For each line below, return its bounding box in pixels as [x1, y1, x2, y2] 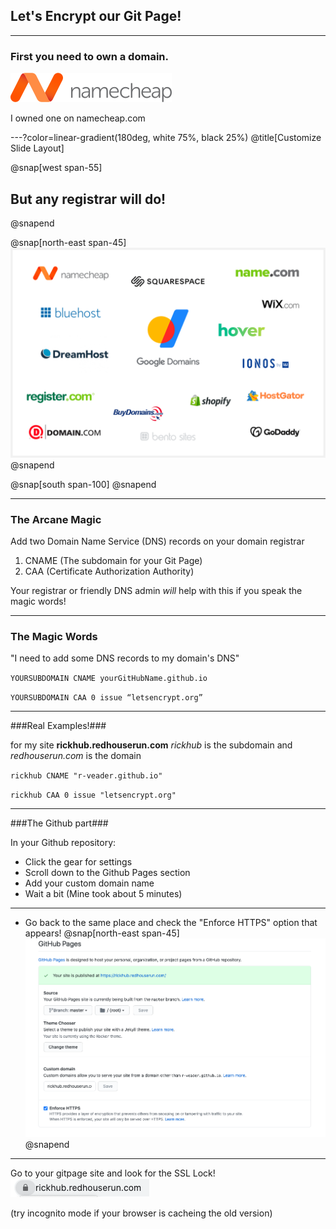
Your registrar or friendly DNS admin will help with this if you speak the [10, 584, 303, 596]
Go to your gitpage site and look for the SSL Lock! [10, 1167, 216, 1179]
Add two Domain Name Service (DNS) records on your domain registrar [10, 535, 305, 547]
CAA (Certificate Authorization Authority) [24, 565, 195, 577]
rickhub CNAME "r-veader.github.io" [10, 771, 163, 781]
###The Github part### [10, 817, 109, 829]
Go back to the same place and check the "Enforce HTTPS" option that [24, 917, 318, 929]
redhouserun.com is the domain [10, 750, 142, 762]
